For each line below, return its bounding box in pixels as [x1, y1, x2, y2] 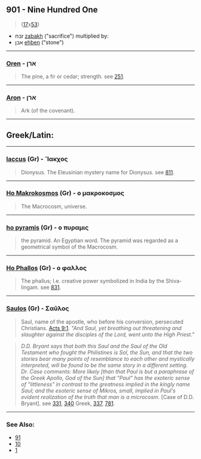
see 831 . [40, 284, 62, 291]
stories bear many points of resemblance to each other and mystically [20, 355, 195, 362]
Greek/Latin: [6, 130, 54, 140]
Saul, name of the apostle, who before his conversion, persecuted [20, 318, 184, 325]
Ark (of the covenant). [20, 107, 75, 114]
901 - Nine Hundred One [6, 5, 98, 15]
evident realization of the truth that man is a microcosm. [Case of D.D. [20, 393, 194, 400]
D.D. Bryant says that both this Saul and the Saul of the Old [20, 342, 167, 349]
